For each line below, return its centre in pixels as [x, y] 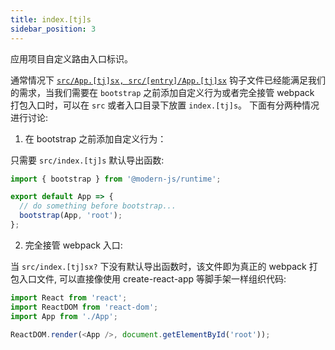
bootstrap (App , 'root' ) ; [71, 216]
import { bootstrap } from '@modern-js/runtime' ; [116, 179]
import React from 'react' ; [69, 297]
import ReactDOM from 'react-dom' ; [84, 307]
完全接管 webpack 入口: [73, 245]
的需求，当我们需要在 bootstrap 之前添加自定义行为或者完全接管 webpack [162, 92]
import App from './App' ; [64, 316]
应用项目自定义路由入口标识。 [71, 58]
